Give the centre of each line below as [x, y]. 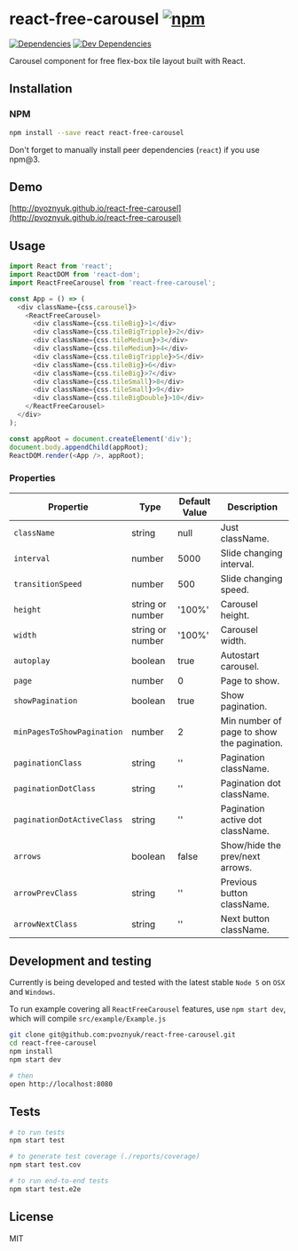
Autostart [240, 655]
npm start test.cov [45, 1165]
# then [21, 1076]
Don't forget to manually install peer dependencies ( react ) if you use [134, 149]
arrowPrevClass [46, 893]
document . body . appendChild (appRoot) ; [79, 447]
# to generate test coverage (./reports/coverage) [105, 1157]
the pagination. [252, 742]
